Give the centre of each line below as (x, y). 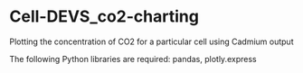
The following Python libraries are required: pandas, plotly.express (133, 59)
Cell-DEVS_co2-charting (104, 17)
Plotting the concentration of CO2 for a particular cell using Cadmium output (151, 41)
